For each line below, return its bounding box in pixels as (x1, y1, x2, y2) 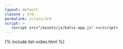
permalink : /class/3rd (4, 16, 52, 21)
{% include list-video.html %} (4, 39, 65, 45)
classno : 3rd (4, 12, 34, 17)
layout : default (4, 7, 38, 12)
